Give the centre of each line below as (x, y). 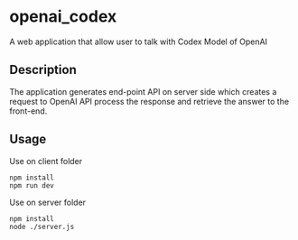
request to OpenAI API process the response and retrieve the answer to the (149, 101)
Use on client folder (46, 161)
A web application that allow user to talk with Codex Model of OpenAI (139, 42)
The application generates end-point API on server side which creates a (143, 91)
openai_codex (63, 17)
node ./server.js (42, 226)
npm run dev (32, 185)
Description (43, 70)
